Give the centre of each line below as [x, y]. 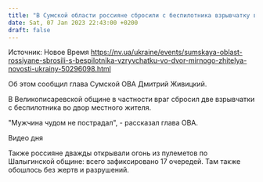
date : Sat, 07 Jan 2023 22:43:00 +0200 [73, 23]
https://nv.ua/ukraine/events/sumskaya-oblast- [166, 53]
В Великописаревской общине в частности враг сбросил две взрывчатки [131, 100]
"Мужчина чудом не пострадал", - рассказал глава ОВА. [103, 123]
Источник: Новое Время [49, 53]
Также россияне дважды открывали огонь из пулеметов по [108, 153]
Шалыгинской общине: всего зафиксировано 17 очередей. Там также [124, 162]
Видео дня [25, 138]
